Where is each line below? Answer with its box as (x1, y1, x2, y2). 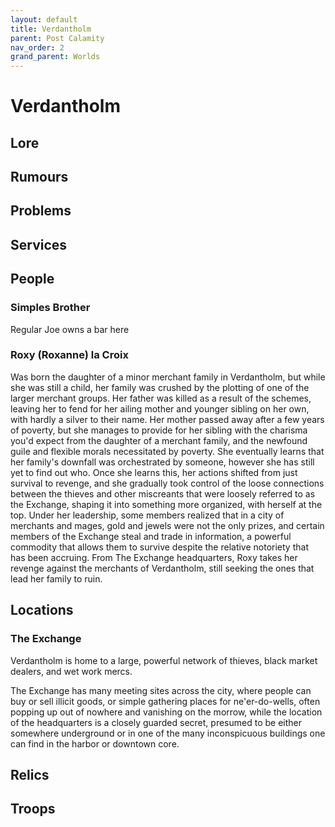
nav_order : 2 (10, 42, 65, 53)
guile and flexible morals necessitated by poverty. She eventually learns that (10, 445, 325, 457)
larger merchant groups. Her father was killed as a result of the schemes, (10, 392, 312, 404)
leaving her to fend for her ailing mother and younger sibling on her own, (10, 402, 310, 415)
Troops (10, 801, 56, 818)
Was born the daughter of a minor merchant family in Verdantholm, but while (10, 371, 326, 383)
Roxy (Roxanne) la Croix (10, 348, 129, 362)
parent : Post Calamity (10, 33, 105, 43)
